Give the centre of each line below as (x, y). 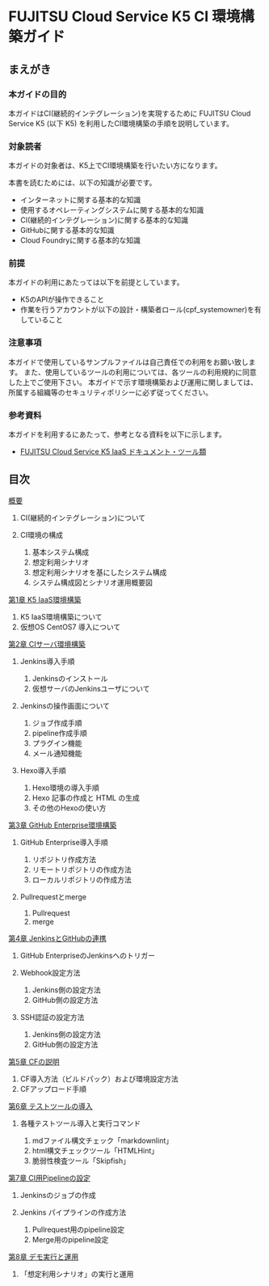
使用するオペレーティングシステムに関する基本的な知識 (112, 210)
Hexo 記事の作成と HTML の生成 (86, 797)
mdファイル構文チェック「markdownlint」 (103, 1140)
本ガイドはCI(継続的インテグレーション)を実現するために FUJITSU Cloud (130, 113)
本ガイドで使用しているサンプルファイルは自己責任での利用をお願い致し (128, 362)
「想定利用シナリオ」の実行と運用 (77, 1274)
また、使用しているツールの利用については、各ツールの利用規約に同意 (140, 372)
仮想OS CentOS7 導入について (70, 627)
